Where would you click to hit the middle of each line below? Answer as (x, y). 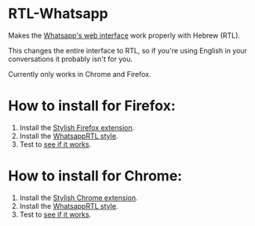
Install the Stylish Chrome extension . (78, 198)
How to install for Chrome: (95, 176)
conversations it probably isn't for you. (71, 59)
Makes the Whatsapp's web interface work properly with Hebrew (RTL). (124, 35)
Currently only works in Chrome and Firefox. (80, 74)
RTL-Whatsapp (58, 14)
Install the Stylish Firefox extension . (77, 127)
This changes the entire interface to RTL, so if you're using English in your (127, 50)
